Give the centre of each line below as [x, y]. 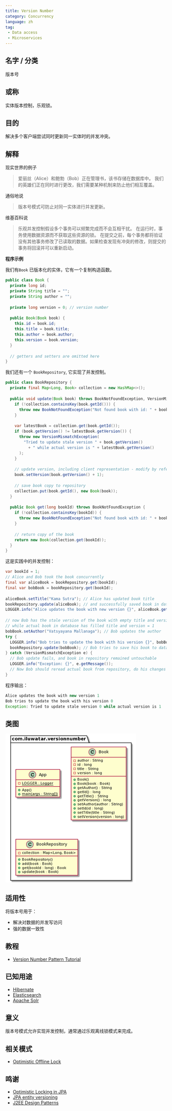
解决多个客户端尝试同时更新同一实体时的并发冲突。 [59, 136]
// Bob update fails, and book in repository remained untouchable [83, 659]
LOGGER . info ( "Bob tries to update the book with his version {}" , [82, 642]
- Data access [23, 33]
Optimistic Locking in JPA [40, 1092]
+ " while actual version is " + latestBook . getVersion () [91, 448]
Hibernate [23, 989]
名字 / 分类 [22, 61]
